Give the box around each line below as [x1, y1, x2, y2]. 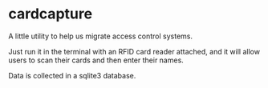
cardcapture [8, 5, 93, 23]
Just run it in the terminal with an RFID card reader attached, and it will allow [8, 46, 261, 56]
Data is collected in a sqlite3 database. [8, 70, 136, 80]
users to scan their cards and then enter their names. [8, 55, 185, 65]
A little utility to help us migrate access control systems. [8, 31, 193, 41]
